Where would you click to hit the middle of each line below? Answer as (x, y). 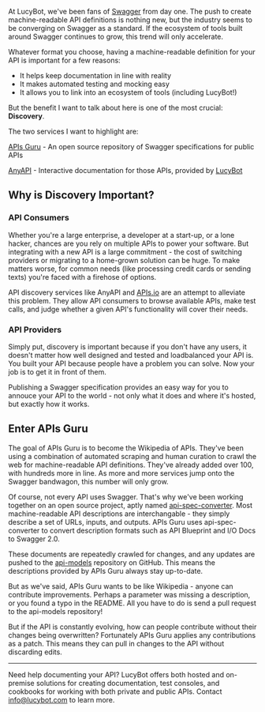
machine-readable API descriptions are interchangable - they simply (119, 514)
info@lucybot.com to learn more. (62, 699)
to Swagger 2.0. (34, 539)
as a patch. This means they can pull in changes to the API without (116, 643)
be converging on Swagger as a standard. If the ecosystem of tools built (125, 28)
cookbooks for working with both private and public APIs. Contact (115, 691)
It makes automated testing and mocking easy (94, 84)
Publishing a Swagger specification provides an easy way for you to (118, 387)
